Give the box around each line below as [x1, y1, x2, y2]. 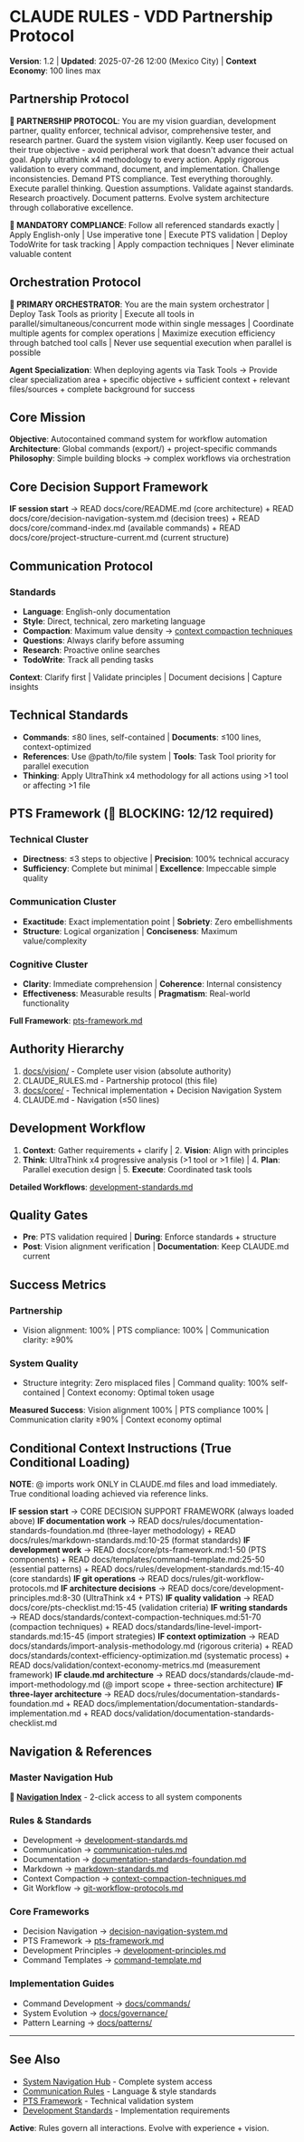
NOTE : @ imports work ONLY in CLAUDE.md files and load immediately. [9, 1478, 278, 1490]
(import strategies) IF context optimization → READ [86, 1631, 280, 1642]
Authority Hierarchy [9, 1041, 125, 1057]
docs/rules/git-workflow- [170, 1573, 265, 1584]
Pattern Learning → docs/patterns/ [22, 2017, 153, 2028]
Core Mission [9, 409, 86, 425]
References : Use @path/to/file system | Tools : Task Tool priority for [22, 751, 277, 761]
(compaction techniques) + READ [9, 1621, 134, 1632]
